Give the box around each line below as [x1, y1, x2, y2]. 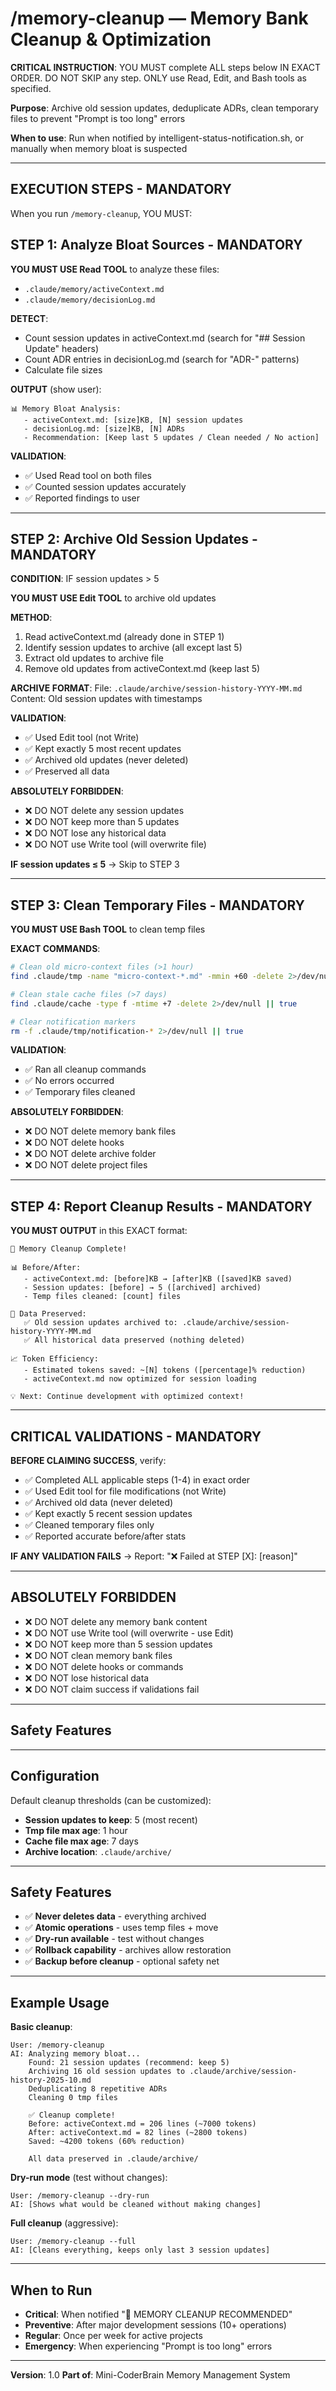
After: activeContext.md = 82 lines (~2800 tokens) [28, 2128, 248, 2138]
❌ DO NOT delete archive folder [24, 1148, 157, 1160]
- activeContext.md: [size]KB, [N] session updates [23, 415, 244, 425]
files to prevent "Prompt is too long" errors [10, 112, 186, 124]
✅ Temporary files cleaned [24, 1086, 136, 1098]
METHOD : [10, 612, 53, 624]
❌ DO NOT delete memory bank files [24, 1125, 177, 1137]
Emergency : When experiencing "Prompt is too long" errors [24, 2340, 273, 2352]
